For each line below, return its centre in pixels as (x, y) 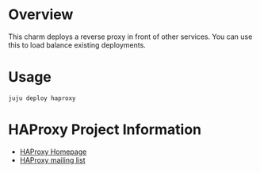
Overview (41, 15)
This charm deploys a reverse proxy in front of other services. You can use (130, 37)
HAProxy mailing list (52, 160)
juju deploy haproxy (42, 98)
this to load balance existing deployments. (77, 44)
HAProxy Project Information (105, 130)
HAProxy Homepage (53, 152)
